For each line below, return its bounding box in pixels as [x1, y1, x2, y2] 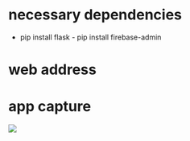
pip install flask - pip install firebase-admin [19, 32, 162, 42]
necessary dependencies [8, 6, 183, 24]
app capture [8, 97, 91, 116]
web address [8, 60, 97, 79]
